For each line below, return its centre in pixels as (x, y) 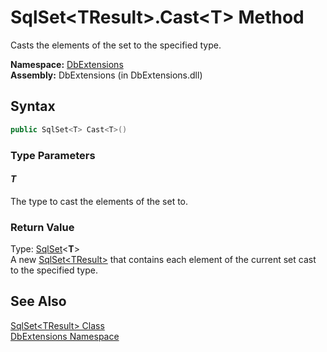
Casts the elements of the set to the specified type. (116, 45)
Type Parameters (53, 155)
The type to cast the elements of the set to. (99, 201)
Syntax (33, 106)
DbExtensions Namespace (65, 336)
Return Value (42, 227)
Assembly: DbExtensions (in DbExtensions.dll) (106, 75)
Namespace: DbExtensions (67, 64)
